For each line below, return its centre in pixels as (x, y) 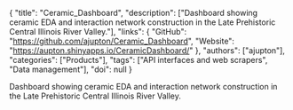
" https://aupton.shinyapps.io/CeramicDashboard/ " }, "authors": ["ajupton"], (147, 51)
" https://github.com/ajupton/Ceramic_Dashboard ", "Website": (122, 41)
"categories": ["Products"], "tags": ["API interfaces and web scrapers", (139, 60)
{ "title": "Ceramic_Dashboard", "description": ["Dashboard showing (134, 13)
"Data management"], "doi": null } (71, 69)
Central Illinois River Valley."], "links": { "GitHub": (98, 31)
